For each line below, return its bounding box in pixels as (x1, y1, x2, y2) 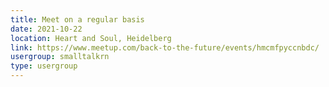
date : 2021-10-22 (10, 24, 83, 34)
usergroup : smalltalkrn (10, 52, 110, 62)
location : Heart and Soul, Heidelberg (10, 33, 172, 43)
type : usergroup (10, 61, 78, 71)
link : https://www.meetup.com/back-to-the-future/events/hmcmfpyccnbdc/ (10, 42, 320, 53)
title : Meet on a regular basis (10, 14, 145, 25)
